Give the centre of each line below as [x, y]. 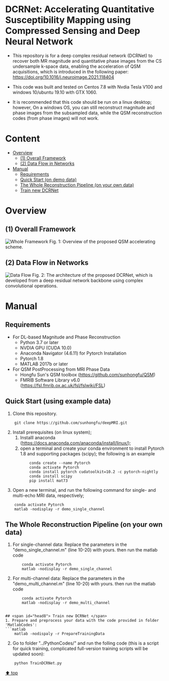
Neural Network [39, 42]
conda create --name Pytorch [60, 463]
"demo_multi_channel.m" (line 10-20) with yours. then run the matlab [84, 584]
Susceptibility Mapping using [68, 20]
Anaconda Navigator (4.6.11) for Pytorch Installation [73, 353]
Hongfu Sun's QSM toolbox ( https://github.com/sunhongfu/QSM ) [88, 374]
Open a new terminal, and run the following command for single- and [84, 490]
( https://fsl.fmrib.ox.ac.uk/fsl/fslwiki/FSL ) [63, 385]
